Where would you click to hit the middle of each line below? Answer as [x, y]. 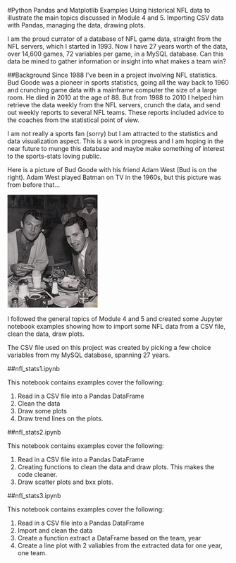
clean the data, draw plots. [46, 334]
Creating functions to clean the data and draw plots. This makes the [116, 467]
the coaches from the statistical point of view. [73, 120]
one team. [32, 553]
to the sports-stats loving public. [55, 156]
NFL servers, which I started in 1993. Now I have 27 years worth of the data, [118, 46]
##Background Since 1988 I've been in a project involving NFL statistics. [112, 75]
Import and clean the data [55, 531]
